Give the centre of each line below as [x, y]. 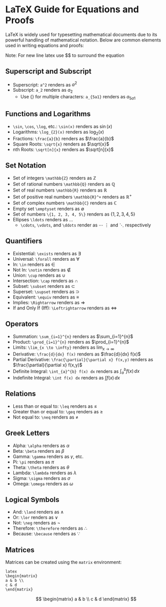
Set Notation [26, 165]
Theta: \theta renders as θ [41, 467]
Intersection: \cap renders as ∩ [45, 281]
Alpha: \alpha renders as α [41, 445]
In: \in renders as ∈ [34, 264]
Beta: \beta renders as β [38, 451]
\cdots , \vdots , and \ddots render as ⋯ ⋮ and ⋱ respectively [86, 225]
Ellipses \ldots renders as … [43, 220]
